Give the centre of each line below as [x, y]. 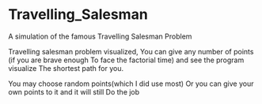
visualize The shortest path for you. [66, 68]
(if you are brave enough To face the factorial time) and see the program [126, 60]
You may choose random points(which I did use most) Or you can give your [131, 84]
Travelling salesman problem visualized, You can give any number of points [131, 51]
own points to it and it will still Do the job [74, 91]
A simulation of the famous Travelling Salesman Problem [100, 36]
